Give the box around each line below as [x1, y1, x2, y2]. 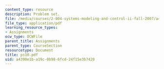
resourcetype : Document [5, 48, 54, 52]
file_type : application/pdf [5, 20, 62, 26]
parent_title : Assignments [5, 39, 60, 44]
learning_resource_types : [5, 25, 58, 30]
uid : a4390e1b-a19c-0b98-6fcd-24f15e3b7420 [5, 57, 95, 62]
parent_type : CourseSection [5, 43, 62, 48]
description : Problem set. [5, 12, 60, 17]
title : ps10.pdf [5, 52, 38, 57]
